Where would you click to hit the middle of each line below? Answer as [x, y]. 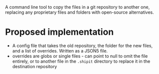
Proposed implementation [60, 32]
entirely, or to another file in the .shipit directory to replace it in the [81, 61]
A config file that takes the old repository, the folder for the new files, [82, 46]
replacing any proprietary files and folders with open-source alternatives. [79, 12]
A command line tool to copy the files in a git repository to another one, [77, 7]
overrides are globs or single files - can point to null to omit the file [80, 56]
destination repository [35, 66]
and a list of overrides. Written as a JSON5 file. [60, 50]
